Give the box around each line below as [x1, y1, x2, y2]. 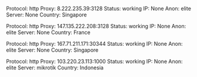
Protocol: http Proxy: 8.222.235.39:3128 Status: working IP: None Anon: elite [6, 5, 191, 12]
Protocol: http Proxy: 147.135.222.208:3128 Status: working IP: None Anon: [6, 23, 186, 29]
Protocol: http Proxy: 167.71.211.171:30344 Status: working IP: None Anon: [6, 41, 183, 47]
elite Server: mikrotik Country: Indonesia [6, 64, 104, 71]
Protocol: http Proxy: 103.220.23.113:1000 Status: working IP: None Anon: [6, 58, 183, 65]
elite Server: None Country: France [6, 29, 91, 36]
